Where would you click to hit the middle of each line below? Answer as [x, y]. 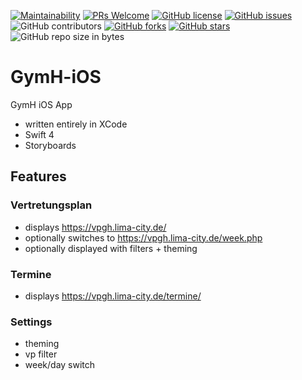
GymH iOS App [41, 104]
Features [38, 176]
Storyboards [50, 145]
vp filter [41, 354]
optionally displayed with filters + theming [111, 248]
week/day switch [60, 365]
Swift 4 [39, 134]
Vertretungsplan [51, 205]
